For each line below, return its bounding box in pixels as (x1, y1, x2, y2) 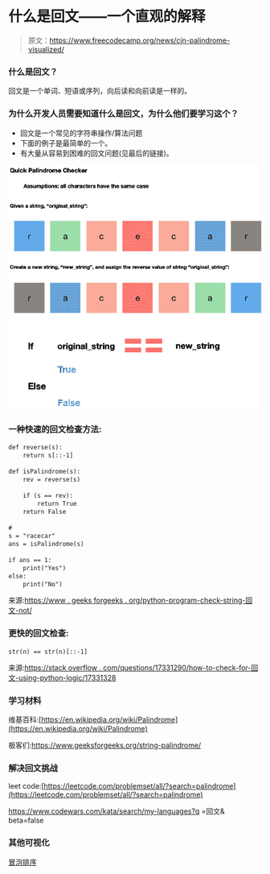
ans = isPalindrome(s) (8, 541, 84, 549)
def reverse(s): (8, 444, 63, 452)
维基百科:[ (8, 715, 42, 724)
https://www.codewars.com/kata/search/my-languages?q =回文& (8, 806, 225, 816)
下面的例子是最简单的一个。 (19, 138, 112, 147)
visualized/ (27, 44, 64, 54)
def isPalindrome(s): (8, 468, 81, 476)
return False (22, 508, 67, 516)
